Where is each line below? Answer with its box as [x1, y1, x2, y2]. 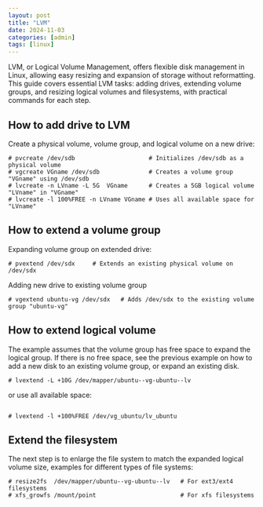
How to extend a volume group [8, 224, 161, 237]
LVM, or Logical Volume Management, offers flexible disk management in [8, 62, 245, 71]
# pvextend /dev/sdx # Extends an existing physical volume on [8, 260, 234, 268]
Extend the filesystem [8, 433, 118, 447]
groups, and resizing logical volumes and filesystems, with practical [8, 87, 228, 97]
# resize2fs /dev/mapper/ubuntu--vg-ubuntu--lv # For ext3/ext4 [8, 478, 234, 486]
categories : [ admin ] [8, 33, 76, 42]
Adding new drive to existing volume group [8, 280, 148, 290]
